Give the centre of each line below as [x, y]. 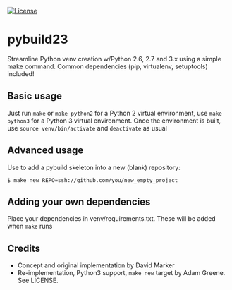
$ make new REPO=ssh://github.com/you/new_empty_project [93, 180]
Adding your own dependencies [79, 201]
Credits [24, 248]
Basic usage [35, 96]
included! [21, 73]
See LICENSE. [38, 280]
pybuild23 [38, 40]
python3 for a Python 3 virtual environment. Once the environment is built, [114, 121]
